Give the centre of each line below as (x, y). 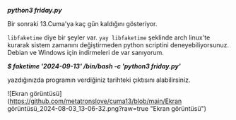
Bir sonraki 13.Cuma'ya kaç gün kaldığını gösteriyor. (82, 24)
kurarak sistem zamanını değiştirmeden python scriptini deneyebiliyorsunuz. (118, 45)
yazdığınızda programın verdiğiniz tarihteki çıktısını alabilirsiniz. (99, 80)
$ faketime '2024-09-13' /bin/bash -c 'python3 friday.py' (94, 66)
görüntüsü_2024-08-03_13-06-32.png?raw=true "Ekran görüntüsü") (107, 108)
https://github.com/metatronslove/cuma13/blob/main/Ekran (96, 101)
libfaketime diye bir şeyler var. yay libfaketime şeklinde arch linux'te (109, 37)
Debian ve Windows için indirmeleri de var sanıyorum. (86, 53)
